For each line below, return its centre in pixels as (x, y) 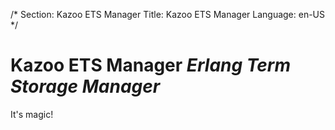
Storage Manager (85, 86)
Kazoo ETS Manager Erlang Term (151, 65)
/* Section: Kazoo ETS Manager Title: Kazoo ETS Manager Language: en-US (168, 14)
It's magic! (32, 114)
